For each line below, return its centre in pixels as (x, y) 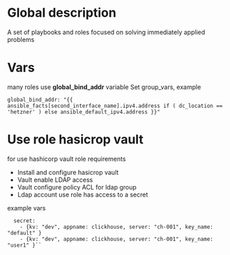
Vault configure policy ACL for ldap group (77, 187)
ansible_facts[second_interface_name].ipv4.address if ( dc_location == (115, 106)
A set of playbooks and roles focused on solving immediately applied (106, 32)
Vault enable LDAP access (55, 180)
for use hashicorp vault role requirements (67, 159)
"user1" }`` (24, 245)
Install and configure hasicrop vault (68, 172)
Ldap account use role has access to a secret (83, 194)
